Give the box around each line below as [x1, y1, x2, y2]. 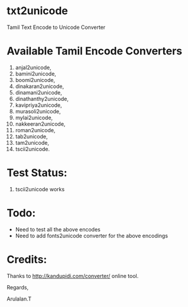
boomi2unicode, [15, 76, 56, 83]
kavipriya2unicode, [15, 102, 63, 109]
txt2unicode [7, 4, 69, 18]
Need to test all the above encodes [15, 226, 101, 233]
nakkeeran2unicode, [15, 120, 66, 128]
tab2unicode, [15, 133, 48, 140]
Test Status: [7, 166, 67, 179]
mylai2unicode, [15, 114, 53, 121]
